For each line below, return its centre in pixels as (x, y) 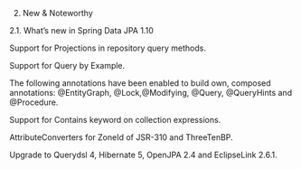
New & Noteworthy (57, 13)
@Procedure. (34, 102)
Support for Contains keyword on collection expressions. (115, 120)
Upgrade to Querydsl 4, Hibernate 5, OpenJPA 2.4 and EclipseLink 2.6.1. (143, 155)
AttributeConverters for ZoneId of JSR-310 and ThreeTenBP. (121, 137)
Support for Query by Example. (67, 66)
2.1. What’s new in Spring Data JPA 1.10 (81, 30)
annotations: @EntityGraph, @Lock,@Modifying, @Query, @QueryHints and (150, 93)
